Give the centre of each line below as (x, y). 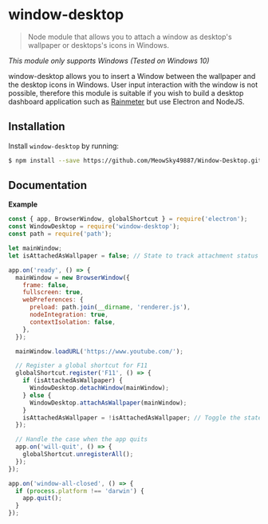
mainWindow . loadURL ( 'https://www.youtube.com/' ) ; (99, 351)
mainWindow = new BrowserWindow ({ (73, 278)
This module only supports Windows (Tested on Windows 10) (109, 61)
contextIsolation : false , (72, 322)
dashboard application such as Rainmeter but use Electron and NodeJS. (126, 101)
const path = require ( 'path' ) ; (60, 234)
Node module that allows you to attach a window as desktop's (130, 37)
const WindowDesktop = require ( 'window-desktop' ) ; (94, 227)
